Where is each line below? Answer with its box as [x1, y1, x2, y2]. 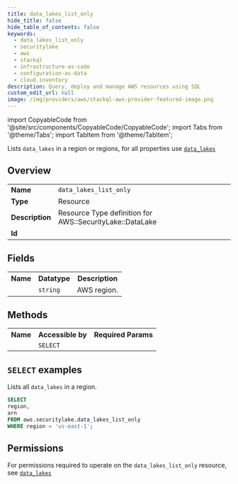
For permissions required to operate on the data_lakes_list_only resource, [7, 461, 227, 470]
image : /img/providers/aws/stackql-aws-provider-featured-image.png [7, 96, 214, 103]
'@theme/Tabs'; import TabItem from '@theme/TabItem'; [7, 130, 173, 139]
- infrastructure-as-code [13, 63, 91, 70]
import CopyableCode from [7, 116, 87, 124]
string [38, 286, 60, 294]
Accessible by [38, 330, 87, 340]
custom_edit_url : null [7, 89, 74, 96]
